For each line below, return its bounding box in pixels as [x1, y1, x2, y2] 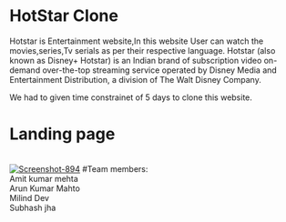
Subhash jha [9, 202, 56, 213]
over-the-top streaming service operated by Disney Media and [42, 65, 278, 76]
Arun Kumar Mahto [9, 183, 80, 194]
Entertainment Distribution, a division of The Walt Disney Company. [9, 74, 261, 85]
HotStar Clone [9, 5, 118, 26]
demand [9, 65, 41, 76]
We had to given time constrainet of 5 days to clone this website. [9, 92, 253, 103]
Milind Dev [9, 192, 50, 203]
